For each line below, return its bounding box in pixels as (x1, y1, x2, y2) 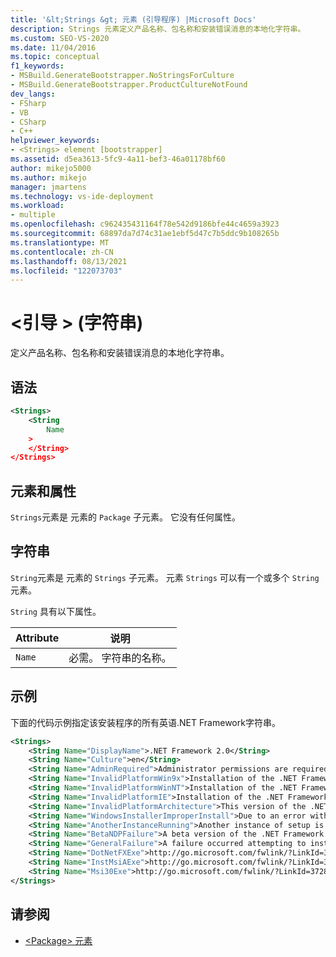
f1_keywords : (10, 61, 65, 71)
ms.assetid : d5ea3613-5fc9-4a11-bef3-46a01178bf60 (10, 154, 226, 164)
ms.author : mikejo (10, 172, 87, 183)
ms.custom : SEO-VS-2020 (10, 33, 110, 43)
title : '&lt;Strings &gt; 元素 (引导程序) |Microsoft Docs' (10, 14, 257, 25)
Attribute (15, 631, 60, 645)
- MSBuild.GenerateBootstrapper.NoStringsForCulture (10, 71, 235, 81)
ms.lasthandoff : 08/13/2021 (10, 256, 128, 266)
